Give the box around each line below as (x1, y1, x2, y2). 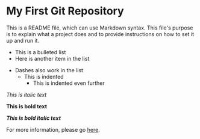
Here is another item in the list (14, 55, 90, 62)
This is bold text (6, 102, 47, 110)
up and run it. (6, 37, 40, 44)
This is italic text (6, 91, 47, 98)
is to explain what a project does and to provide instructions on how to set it (6, 30, 195, 37)
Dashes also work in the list (14, 66, 83, 73)
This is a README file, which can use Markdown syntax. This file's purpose (6, 24, 193, 31)
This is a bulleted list (14, 48, 66, 55)
